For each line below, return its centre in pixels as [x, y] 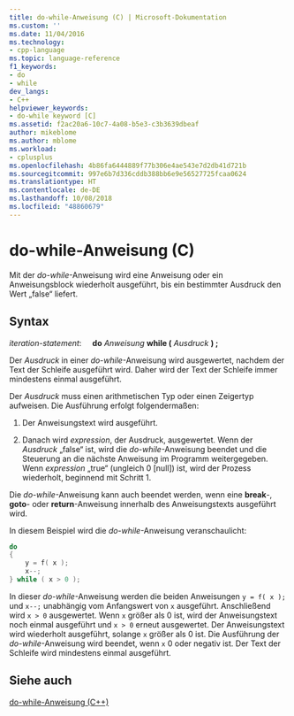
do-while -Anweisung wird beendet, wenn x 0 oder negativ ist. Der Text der [145, 643]
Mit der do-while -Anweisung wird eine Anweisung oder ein [116, 274]
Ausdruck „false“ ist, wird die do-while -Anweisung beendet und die [144, 449]
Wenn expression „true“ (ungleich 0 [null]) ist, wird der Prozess [136, 468]
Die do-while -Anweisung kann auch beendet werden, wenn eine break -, [141, 494]
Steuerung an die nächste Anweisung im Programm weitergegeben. [145, 458]
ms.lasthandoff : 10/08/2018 [61, 199]
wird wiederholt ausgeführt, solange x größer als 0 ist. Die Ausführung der [144, 634]
